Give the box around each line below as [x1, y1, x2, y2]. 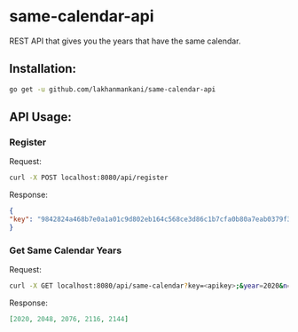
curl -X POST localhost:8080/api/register [9, 173, 169, 183]
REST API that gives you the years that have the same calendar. [9, 36, 241, 46]
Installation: [9, 61, 77, 76]
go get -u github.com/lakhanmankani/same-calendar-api [9, 84, 216, 94]
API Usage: [9, 109, 73, 125]
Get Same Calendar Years [9, 244, 122, 257]
